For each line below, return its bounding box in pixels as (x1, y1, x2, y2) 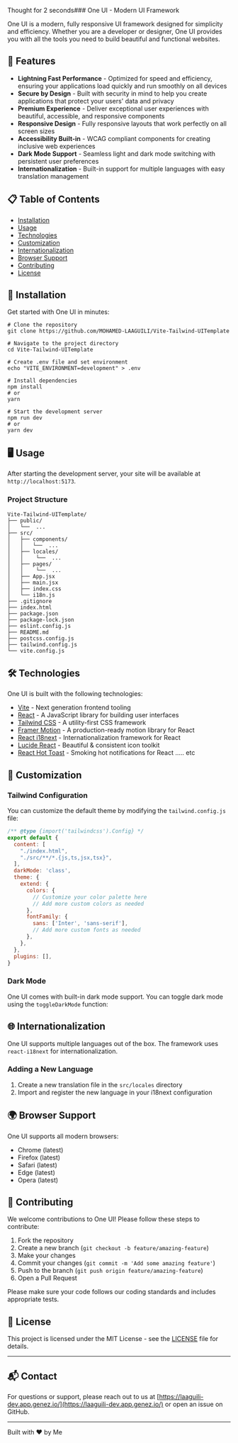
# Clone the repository (7, 322, 78, 329)
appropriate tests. (7, 1295, 59, 1303)
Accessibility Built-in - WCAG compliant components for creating (17, 134, 211, 142)
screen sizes (17, 127, 55, 135)
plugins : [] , (13, 953, 52, 960)
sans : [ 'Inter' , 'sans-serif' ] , (33, 920, 129, 927)
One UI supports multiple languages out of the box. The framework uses (7, 1039, 218, 1048)
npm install (7, 383, 42, 391)
